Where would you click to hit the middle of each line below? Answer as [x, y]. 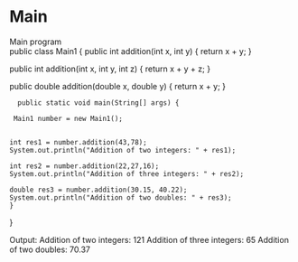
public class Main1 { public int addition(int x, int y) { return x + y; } [131, 51]
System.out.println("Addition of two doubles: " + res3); [121, 197]
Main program [36, 42]
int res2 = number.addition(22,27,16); [84, 166]
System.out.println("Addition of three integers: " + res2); [127, 173]
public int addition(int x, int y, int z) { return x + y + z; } [110, 69]
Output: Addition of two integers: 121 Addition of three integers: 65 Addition [149, 239]
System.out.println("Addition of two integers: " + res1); [123, 150]
